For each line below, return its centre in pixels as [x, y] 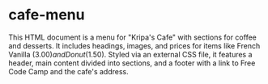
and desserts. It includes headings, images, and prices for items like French [134, 45]
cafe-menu [47, 15]
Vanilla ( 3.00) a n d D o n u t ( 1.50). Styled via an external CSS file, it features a [130, 54]
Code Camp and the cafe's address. [69, 71]
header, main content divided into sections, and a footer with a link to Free [132, 63]
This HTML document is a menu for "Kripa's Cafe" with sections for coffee [132, 37]
